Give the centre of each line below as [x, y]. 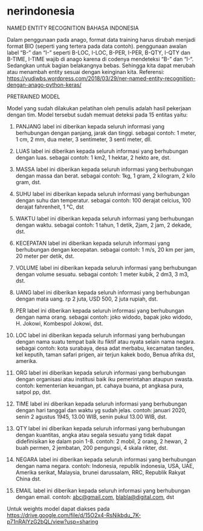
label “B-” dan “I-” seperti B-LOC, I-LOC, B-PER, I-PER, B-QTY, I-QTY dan [99, 52]
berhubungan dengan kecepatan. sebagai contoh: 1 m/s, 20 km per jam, [105, 249]
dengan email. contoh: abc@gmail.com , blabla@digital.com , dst [95, 497]
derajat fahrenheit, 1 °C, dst [50, 207]
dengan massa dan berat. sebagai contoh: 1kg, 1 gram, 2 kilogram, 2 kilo [105, 175]
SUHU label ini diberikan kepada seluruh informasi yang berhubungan [102, 194]
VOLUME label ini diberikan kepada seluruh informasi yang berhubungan [106, 267]
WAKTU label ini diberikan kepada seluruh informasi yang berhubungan [105, 218]
